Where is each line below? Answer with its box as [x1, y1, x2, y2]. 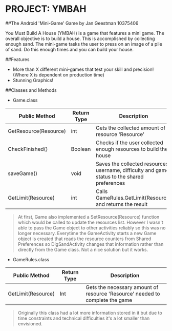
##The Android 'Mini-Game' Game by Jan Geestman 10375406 [5, 20, 139, 26]
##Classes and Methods [5, 87, 57, 93]
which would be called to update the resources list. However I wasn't [17, 219, 164, 225]
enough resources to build [95, 145, 159, 152]
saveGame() [8, 170, 37, 177]
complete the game [85, 296, 133, 303]
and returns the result [95, 201, 148, 208]
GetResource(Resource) [8, 127, 67, 134]
